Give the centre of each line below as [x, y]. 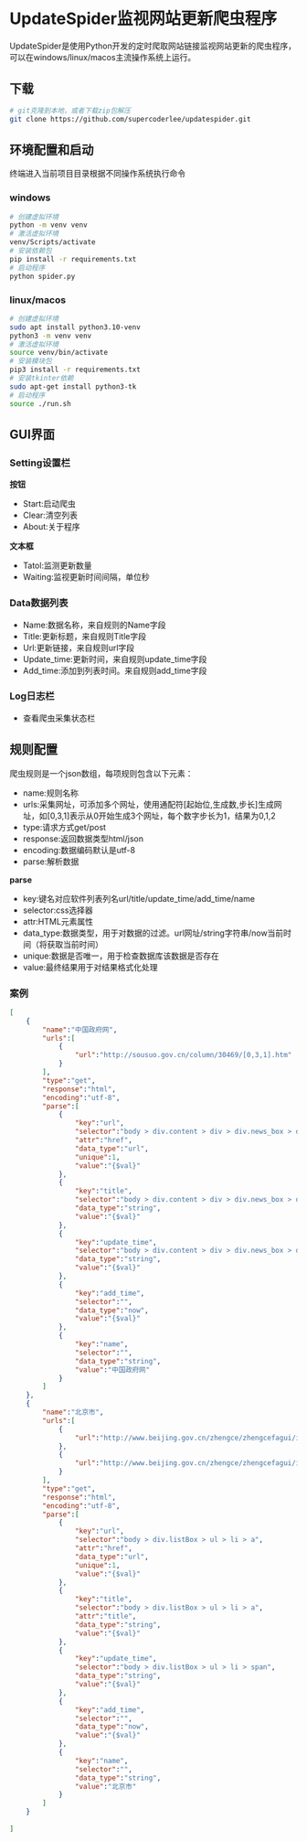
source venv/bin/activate [58, 353]
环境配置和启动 [52, 150]
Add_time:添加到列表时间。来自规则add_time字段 [115, 670]
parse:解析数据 [51, 862]
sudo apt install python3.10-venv [75, 327]
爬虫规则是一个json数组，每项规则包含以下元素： [101, 773]
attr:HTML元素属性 [58, 921]
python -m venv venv [49, 225]
